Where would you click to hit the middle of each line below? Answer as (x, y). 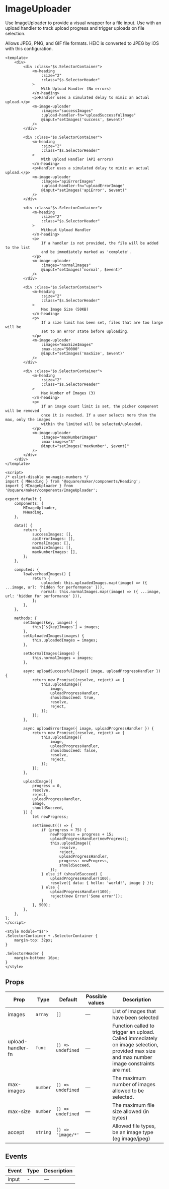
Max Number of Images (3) (68, 393)
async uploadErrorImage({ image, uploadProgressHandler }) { (89, 728)
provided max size (134, 1051)
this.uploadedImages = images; (65, 640)
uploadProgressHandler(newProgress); (90, 839)
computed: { (27, 570)
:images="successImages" (67, 111)
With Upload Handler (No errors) (76, 89)
